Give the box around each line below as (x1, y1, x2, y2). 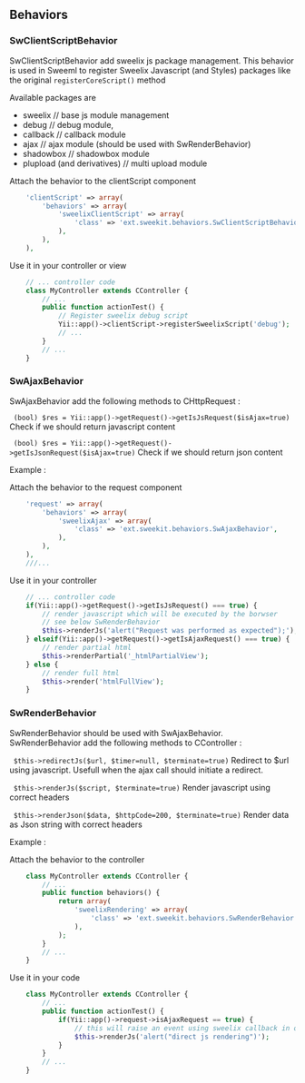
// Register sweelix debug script (57, 311, 189, 320)
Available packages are (9, 92, 97, 103)
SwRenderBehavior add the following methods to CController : (9, 737, 242, 748)
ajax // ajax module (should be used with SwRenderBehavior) (22, 138, 251, 149)
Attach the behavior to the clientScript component (9, 175, 197, 186)
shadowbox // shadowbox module (22, 148, 150, 159)
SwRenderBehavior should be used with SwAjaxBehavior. (9, 727, 224, 738)
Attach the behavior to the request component (9, 481, 182, 493)
